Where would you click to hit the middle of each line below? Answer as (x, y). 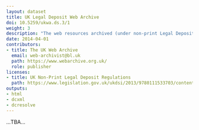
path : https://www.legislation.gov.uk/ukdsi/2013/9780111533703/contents (104, 83)
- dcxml (16, 99)
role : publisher (31, 66)
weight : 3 (18, 28)
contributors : (24, 45)
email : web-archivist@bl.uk (46, 56)
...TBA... (16, 122)
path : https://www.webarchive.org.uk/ (60, 61)
